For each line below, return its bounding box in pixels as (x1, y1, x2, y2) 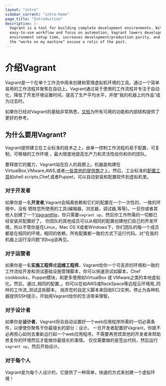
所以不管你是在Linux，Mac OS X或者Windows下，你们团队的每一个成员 (13, 224, 160, 230)
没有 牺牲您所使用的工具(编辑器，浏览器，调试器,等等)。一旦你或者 (18, 206, 154, 212)
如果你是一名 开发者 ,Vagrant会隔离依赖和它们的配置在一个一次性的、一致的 (5, 199, 157, 205)
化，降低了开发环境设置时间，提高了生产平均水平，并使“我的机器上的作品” (5, 92, 157, 98)
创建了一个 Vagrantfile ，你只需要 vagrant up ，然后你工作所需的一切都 (13, 212, 153, 217)
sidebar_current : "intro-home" (5, 12, 70, 17)
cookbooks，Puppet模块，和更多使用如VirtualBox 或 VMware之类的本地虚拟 (5, 275, 161, 281)
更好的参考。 (5, 115, 31, 121)
